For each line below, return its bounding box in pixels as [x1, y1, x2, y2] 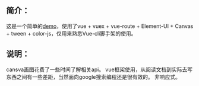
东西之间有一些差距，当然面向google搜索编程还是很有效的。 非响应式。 [6, 73, 181, 80]
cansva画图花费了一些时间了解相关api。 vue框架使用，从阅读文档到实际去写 [6, 66, 193, 73]
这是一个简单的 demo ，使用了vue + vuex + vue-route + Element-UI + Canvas [6, 23, 194, 30]
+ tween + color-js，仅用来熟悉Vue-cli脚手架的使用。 [6, 30, 137, 37]
